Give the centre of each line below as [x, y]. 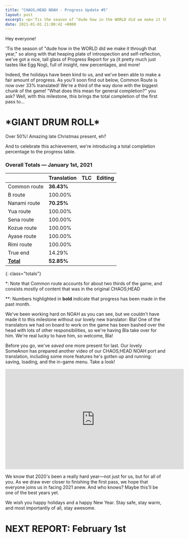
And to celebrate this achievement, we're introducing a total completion [80, 146]
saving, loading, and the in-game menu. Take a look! [60, 362]
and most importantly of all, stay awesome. [50, 508]
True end [19, 253]
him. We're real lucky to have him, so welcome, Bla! [59, 336]
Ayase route [22, 236]
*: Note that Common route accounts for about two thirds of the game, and [84, 284]
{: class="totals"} [23, 274]
